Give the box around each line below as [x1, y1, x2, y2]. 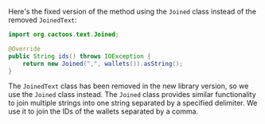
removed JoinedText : [8, 15, 77, 25]
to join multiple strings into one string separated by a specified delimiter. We [8, 99, 258, 108]
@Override [8, 45, 41, 52]
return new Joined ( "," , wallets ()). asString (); [22, 60, 183, 68]
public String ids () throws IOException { [8, 52, 151, 60]
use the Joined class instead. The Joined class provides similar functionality [8, 90, 256, 99]
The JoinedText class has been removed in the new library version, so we [8, 81, 249, 91]
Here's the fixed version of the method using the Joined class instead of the [8, 7, 257, 16]
